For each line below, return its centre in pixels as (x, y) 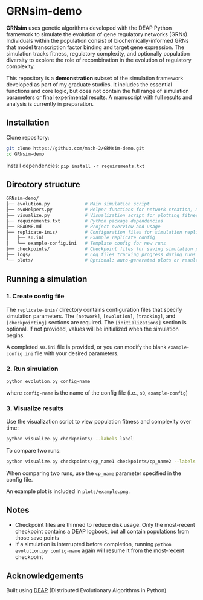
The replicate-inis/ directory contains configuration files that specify (94, 309)
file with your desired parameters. (77, 353)
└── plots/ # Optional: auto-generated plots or (93, 260)
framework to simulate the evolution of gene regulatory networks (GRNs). (98, 34)
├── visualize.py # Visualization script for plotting (93, 215)
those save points (37, 537)
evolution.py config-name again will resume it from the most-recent (99, 550)
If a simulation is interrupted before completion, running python (93, 544)
